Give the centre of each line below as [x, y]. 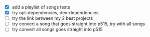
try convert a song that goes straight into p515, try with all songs [78, 24]
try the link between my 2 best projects [52, 18]
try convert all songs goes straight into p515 [57, 30]
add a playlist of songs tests [41, 7]
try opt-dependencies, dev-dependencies [55, 13]
